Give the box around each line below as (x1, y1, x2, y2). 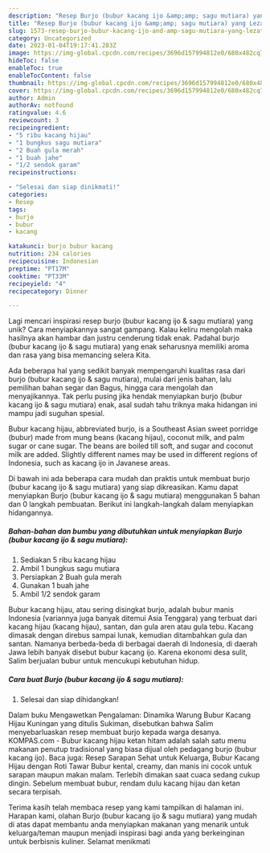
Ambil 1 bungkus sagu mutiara (19, 564, 121, 573)
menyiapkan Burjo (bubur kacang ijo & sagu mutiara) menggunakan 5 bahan (8, 491, 260, 500)
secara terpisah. (8, 787, 63, 797)
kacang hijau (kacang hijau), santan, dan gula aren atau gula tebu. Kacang (8, 622, 254, 631)
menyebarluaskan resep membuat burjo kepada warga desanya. (8, 728, 222, 737)
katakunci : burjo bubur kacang (8, 243, 113, 251)
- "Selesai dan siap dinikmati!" (8, 183, 121, 191)
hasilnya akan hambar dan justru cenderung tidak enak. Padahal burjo (8, 333, 239, 343)
